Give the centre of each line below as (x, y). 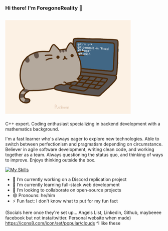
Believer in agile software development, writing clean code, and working (80, 149)
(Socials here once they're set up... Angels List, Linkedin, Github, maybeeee (83, 212)
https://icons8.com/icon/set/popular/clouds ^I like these (63, 223)
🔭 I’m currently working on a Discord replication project (69, 179)
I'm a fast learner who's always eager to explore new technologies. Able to (82, 138)
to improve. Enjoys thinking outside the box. (50, 160)
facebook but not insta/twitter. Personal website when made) (68, 217)
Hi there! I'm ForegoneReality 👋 (44, 8)
